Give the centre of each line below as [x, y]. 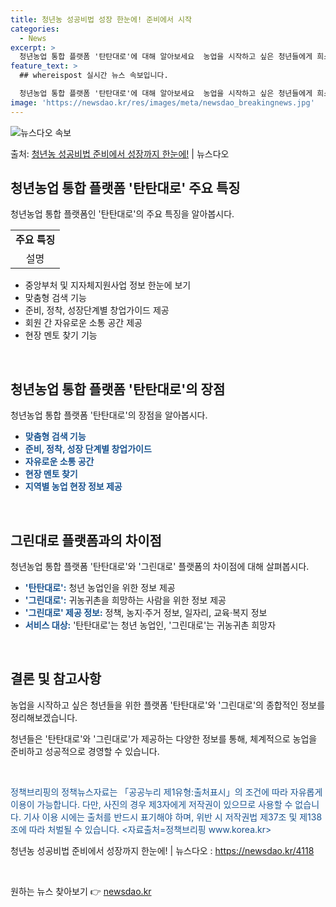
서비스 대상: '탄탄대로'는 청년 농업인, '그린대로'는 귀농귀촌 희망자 [150, 625]
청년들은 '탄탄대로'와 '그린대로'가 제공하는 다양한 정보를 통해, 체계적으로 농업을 [164, 738]
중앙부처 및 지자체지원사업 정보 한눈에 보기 [108, 285]
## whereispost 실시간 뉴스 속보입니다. [94, 76]
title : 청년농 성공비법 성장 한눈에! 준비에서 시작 [101, 19]
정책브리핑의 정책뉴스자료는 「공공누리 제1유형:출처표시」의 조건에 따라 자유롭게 [166, 792]
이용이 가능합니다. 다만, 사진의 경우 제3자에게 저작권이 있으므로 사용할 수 [151, 804]
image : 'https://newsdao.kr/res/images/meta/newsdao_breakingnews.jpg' [162, 102]
